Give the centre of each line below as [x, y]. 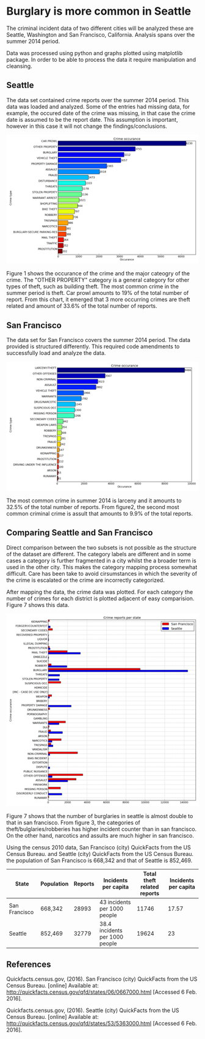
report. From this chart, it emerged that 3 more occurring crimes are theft [98, 300]
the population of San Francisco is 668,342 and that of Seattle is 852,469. [99, 860]
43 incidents [115, 902]
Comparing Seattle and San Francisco [80, 533]
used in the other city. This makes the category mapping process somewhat [102, 567]
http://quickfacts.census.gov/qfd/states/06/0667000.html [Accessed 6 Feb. [102, 992]
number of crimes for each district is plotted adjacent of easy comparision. [100, 598]
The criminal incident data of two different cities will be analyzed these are [100, 28]
